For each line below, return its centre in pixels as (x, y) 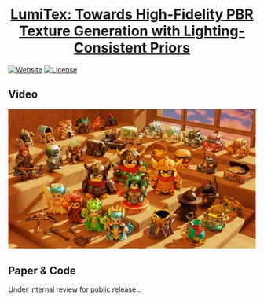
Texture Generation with (100, 31)
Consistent (110, 48)
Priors (170, 48)
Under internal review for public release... (75, 289)
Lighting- (214, 31)
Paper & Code (42, 270)
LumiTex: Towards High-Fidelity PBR (132, 15)
